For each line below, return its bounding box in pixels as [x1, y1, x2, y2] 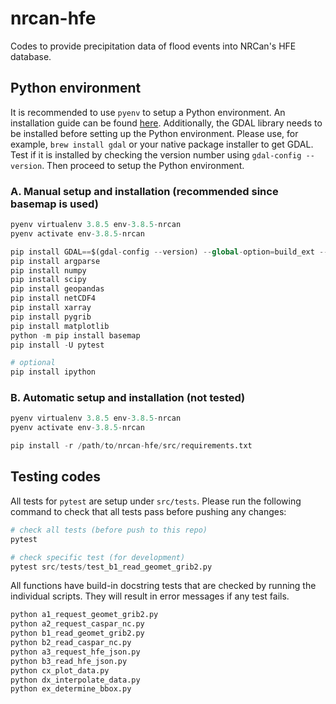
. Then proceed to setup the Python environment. [41, 159, 245, 171]
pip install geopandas [10, 284, 105, 294]
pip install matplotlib [10, 321, 110, 331]
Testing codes [10, 468, 102, 486]
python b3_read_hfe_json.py [10, 656, 128, 666]
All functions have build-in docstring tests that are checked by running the [10, 580, 317, 592]
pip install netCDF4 [10, 293, 97, 304]
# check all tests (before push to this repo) [10, 525, 208, 535]
